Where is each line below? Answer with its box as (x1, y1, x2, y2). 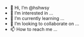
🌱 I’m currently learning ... (10, 15, 65, 21)
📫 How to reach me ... (10, 26, 58, 32)
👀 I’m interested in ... (10, 10, 53, 16)
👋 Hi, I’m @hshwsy (10, 5, 50, 10)
